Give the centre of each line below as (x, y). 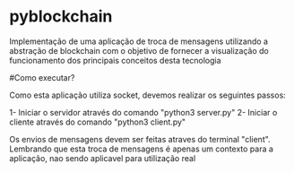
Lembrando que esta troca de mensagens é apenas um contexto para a (141, 149)
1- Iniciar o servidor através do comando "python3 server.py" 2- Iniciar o (143, 112)
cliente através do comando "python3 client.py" (98, 122)
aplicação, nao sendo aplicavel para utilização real (103, 158)
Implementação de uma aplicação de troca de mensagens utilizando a (139, 41)
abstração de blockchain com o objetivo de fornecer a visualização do (139, 50)
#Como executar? (42, 77)
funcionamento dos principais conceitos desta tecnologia (115, 60)
